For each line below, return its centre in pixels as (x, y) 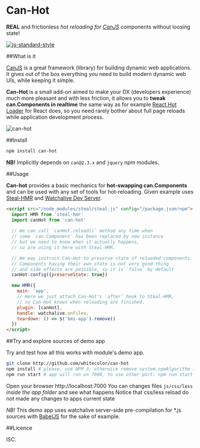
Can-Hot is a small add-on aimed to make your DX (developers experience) (99, 92)
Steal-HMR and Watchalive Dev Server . (54, 198)
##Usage (18, 173)
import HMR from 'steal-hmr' (48, 214)
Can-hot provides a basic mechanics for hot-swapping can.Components (97, 185)
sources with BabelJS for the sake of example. (63, 416)
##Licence (19, 428)
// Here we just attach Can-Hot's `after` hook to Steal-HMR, (96, 297)
